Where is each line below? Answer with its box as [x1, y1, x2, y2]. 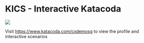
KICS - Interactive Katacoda [5, 3, 121, 14]
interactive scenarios [5, 33, 48, 39]
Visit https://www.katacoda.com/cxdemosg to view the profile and [5, 28, 139, 34]
